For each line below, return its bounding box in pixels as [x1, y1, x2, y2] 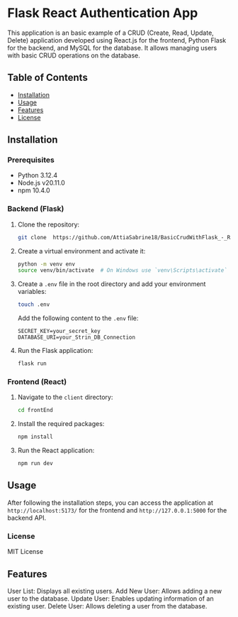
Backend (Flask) [7, 204, 64, 214]
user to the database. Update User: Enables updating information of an [7, 594, 214, 603]
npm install [17, 433, 53, 441]
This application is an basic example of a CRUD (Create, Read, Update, [7, 28, 214, 37]
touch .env [17, 301, 50, 308]
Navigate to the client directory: [17, 393, 113, 402]
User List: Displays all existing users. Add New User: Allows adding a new [7, 586, 222, 595]
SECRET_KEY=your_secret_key [17, 328, 101, 335]
